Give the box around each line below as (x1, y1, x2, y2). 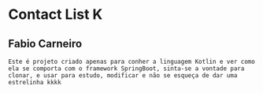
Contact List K (8, 6, 103, 24)
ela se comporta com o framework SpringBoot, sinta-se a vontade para (8, 65, 245, 73)
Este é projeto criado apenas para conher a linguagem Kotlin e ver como (8, 58, 256, 65)
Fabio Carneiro (8, 37, 83, 50)
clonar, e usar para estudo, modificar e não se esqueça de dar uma (8, 72, 238, 80)
